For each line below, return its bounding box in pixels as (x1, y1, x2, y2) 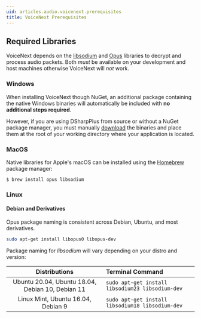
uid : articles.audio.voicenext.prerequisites (6, 8, 121, 15)
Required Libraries (6, 36, 77, 47)
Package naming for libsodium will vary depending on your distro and (6, 247, 178, 254)
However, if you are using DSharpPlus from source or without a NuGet (6, 118, 179, 125)
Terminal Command (105, 267, 163, 276)
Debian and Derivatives (6, 205, 66, 212)
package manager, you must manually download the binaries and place (6, 124, 182, 131)
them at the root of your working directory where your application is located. (6, 130, 194, 137)
